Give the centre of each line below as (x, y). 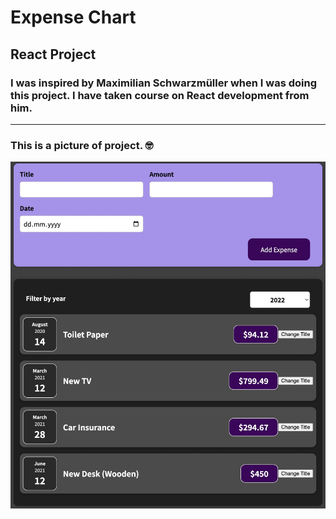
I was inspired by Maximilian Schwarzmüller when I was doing (164, 83)
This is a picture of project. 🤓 (82, 145)
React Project (53, 54)
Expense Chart (73, 17)
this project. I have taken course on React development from (160, 95)
